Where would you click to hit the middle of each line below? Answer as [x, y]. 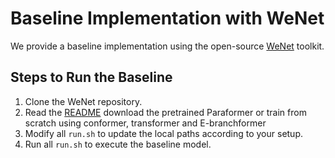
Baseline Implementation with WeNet [167, 18]
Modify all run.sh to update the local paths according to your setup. [164, 133]
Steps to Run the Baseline [91, 77]
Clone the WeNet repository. [83, 101]
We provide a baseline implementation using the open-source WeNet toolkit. [167, 46]
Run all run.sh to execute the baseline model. [118, 144]
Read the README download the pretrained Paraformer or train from [165, 112]
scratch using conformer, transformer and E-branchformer [145, 123]
